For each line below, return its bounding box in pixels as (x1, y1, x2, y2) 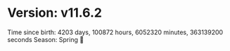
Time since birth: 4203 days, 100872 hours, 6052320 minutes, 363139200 (7, 28, 224, 36)
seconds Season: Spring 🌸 (7, 35, 84, 43)
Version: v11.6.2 (7, 5, 102, 21)
